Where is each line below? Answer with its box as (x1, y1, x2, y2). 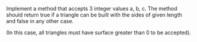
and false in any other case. (6, 18, 74, 24)
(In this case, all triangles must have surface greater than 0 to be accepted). (6, 29, 191, 36)
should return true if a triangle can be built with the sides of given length (6, 11, 182, 18)
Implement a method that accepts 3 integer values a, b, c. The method (6, 5, 177, 12)
